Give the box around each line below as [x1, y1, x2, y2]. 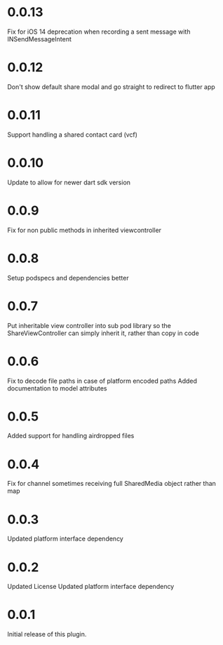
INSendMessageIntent [7, 34, 72, 43]
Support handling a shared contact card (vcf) [7, 130, 138, 139]
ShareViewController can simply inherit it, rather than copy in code [7, 329, 200, 337]
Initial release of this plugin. [7, 630, 87, 639]
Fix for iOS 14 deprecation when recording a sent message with [7, 27, 191, 36]
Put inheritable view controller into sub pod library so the [7, 321, 172, 330]
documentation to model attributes [7, 383, 107, 393]
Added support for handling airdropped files [7, 432, 135, 440]
